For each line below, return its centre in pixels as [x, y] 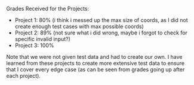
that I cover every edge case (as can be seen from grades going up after [96, 70]
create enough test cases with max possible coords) [79, 26]
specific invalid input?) [42, 39]
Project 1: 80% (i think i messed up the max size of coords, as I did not [101, 20]
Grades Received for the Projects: [48, 9]
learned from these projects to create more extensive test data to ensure [96, 63]
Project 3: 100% [34, 45]
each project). [23, 76]
